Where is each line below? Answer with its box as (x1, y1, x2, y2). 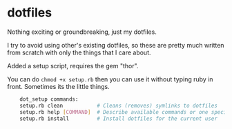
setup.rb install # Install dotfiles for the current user (19, 115, 217, 122)
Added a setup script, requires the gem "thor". (7, 61, 139, 70)
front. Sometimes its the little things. (7, 82, 110, 90)
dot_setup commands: (19, 95, 79, 103)
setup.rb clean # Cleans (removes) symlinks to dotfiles (19, 102, 217, 109)
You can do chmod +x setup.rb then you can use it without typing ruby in (7, 75, 213, 83)
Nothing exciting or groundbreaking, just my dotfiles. (7, 28, 157, 36)
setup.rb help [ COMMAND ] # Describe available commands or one (19, 108, 209, 115)
